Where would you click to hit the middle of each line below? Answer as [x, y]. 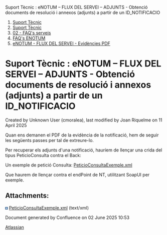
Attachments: [27, 196]
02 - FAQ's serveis [32, 33]
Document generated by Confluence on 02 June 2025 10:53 [67, 217]
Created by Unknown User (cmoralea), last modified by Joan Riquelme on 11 [84, 120]
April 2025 [16, 125]
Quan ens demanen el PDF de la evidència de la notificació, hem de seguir [82, 135]
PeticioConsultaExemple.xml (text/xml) [49, 207]
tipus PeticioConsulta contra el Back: [43, 155]
